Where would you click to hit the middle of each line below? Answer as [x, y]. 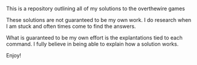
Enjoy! [14, 55]
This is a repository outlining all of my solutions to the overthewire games [96, 9]
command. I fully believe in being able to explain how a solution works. [93, 44]
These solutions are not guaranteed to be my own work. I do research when [99, 20]
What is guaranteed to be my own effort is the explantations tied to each [94, 38]
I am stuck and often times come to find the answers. [71, 26]
